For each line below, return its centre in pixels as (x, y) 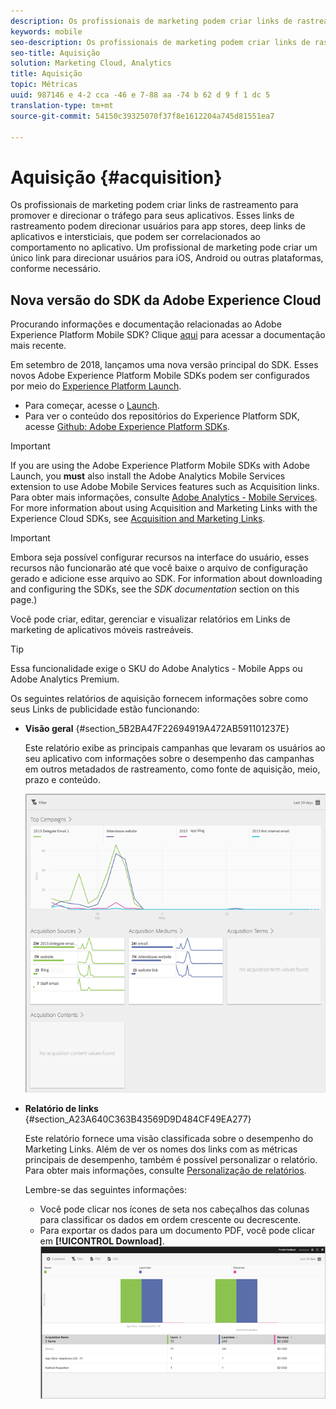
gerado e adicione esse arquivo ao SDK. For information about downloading (166, 579)
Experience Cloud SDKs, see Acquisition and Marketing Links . (138, 519)
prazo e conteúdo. (63, 780)
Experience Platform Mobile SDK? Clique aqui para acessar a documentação (168, 335)
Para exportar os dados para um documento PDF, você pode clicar (177, 1231)
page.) (24, 600)
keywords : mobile (46, 31)
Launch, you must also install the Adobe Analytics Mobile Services (148, 476)
